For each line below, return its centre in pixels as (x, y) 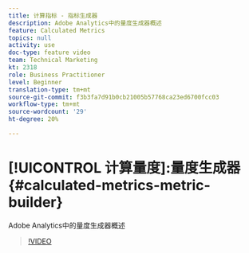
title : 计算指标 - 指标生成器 (53, 16)
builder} (36, 202)
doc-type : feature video (49, 53)
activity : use (32, 45)
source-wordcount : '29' (48, 112)
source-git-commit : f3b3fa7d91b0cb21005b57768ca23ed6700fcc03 (114, 97)
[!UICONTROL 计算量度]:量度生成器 (125, 168)
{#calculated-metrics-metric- (110, 186)
